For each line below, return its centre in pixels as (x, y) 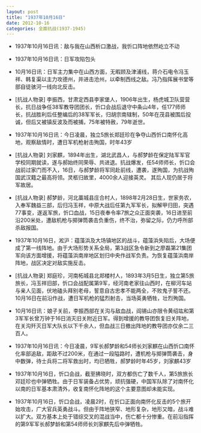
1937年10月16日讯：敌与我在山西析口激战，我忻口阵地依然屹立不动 (97, 46)
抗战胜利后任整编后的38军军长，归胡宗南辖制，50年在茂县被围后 (106, 115)
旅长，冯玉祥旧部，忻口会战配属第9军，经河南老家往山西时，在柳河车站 (103, 283)
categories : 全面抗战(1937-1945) (46, 28)
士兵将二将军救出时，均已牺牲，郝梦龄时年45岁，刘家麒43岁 (116, 361)
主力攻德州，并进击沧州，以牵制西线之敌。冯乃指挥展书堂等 (120, 79)
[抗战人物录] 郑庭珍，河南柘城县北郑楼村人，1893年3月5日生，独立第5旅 (104, 276)
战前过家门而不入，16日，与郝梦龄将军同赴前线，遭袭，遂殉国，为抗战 (102, 170)
